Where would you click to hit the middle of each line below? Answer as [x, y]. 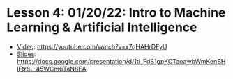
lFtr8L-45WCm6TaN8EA [51, 69]
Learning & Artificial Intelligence [102, 27]
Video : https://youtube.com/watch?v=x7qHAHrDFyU [92, 46]
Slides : [26, 54]
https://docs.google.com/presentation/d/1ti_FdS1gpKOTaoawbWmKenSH [121, 61]
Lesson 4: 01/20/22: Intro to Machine [116, 13]
